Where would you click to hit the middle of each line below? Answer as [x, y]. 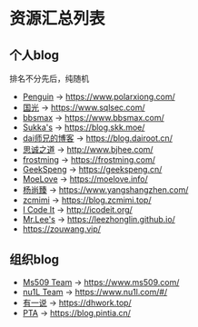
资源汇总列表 [58, 19]
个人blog [35, 55]
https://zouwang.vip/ [62, 229]
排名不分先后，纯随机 [49, 79]
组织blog [35, 260]
